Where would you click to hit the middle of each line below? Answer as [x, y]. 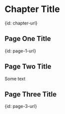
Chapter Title [32, 9]
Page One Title [28, 39]
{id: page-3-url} [21, 106]
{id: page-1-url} [20, 50]
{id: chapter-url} [21, 23]
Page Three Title [31, 94]
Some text [15, 78]
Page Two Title [28, 67]
